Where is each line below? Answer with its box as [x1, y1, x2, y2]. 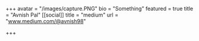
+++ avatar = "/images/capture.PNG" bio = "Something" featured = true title [5, 5, 194, 12]
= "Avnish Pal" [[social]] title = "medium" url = [5, 11, 119, 18]
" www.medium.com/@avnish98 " [5, 18, 86, 24]
